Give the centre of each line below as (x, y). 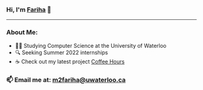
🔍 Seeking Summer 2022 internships (61, 52)
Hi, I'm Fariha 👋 (29, 10)
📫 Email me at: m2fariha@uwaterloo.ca (66, 80)
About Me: (22, 33)
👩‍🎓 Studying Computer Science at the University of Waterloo (91, 45)
